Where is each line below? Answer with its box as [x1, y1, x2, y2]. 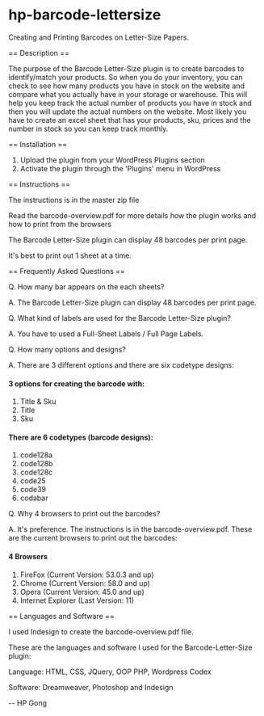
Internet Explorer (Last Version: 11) [19, 596, 135, 605]
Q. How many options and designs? [8, 344, 127, 354]
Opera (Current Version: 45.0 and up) [19, 587, 145, 596]
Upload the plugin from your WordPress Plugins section [19, 155, 206, 165]
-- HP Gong [8, 697, 47, 708]
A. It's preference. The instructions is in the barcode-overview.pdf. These [8, 524, 253, 534]
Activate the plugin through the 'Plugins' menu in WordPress [19, 163, 221, 173]
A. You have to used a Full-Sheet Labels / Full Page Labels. [8, 329, 204, 339]
